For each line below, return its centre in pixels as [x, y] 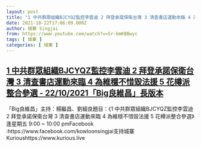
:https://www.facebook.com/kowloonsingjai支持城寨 [70, 131]
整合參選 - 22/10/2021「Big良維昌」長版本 [85, 93]
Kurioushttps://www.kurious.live [46, 137]
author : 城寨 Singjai [32, 28]
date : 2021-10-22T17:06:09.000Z [46, 23]
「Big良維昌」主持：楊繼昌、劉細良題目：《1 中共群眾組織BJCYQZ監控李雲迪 [100, 109]
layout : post [22, 12]
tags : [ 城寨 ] [24, 39]
